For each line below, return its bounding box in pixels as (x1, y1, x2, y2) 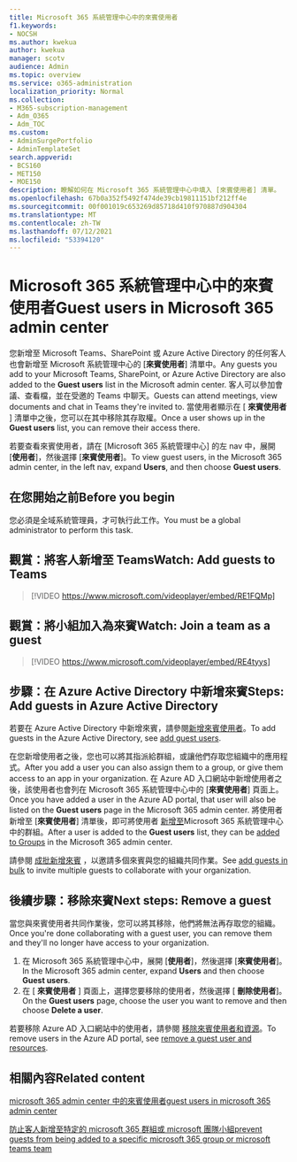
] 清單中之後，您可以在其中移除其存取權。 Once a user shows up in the (9, 412, 265, 423)
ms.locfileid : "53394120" (9, 235, 104, 244)
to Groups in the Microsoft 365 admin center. (9, 837, 173, 848)
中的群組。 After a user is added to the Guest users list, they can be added (9, 827, 280, 837)
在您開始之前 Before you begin (9, 489, 175, 504)
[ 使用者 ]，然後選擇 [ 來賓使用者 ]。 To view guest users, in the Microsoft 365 (9, 452, 283, 463)
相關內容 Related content (9, 1070, 146, 1085)
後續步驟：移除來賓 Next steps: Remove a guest (9, 893, 271, 908)
